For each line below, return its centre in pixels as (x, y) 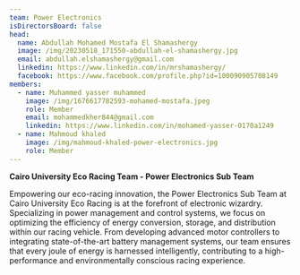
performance (34, 260)
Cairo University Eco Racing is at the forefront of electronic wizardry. (136, 203)
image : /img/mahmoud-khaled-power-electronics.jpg (122, 142)
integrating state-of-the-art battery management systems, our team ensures (150, 241)
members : (26, 84)
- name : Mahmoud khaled (61, 134)
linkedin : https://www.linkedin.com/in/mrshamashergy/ (122, 68)
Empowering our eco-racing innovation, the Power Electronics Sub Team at (148, 193)
